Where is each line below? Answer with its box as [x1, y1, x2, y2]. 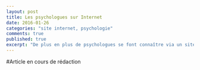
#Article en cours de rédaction [6, 58, 82, 65]
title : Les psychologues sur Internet [6, 14, 102, 20]
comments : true [6, 31, 44, 37]
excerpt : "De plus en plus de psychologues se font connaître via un [6, 42, 183, 48]
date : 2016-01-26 [6, 20, 49, 26]
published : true [6, 36, 46, 42]
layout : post [6, 8, 39, 15]
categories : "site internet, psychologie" [6, 25, 113, 31]
